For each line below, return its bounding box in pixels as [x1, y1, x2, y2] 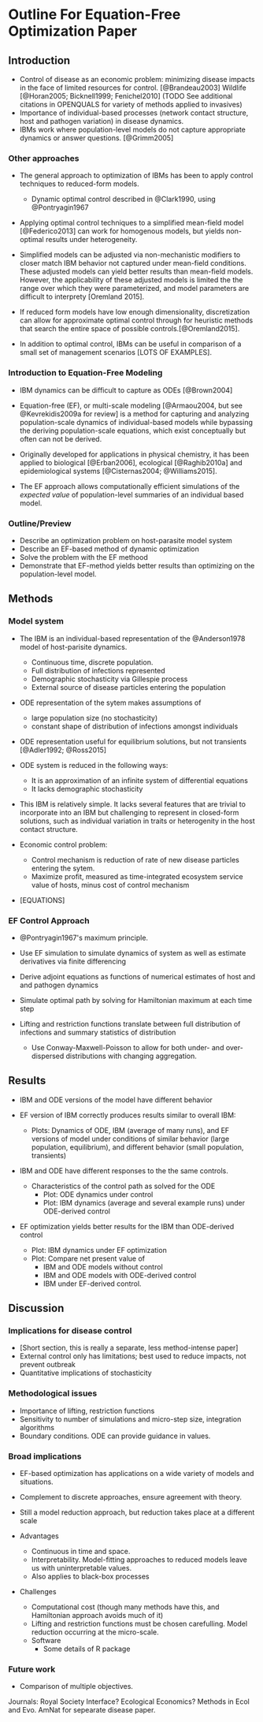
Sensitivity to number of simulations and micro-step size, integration [19, 1414, 242, 1424]
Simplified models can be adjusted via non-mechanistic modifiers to [19, 250, 241, 259]
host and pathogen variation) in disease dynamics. [19, 117, 184, 125]
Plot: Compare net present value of [31, 1254, 146, 1263]
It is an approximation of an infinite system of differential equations [31, 775, 248, 785]
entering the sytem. [31, 863, 95, 873]
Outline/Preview [8, 518, 72, 529]
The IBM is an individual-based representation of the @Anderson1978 [19, 633, 246, 643]
